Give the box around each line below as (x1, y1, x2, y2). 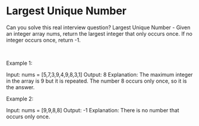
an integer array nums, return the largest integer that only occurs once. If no (6, 30, 193, 37)
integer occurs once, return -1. (6, 36, 81, 43)
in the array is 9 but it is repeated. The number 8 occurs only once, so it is (6, 77, 187, 84)
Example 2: (6, 95, 34, 102)
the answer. (6, 83, 35, 90)
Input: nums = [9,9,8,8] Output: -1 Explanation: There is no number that (6, 106, 179, 114)
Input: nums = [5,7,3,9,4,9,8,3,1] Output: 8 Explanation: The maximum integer (6, 71, 193, 78)
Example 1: (6, 59, 33, 67)
